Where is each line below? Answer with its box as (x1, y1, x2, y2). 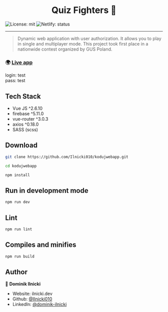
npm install (5, 172, 30, 177)
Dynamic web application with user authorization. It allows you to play (17, 35, 161, 42)
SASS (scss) (12, 127, 38, 133)
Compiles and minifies (5, 240, 76, 249)
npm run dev (5, 200, 30, 205)
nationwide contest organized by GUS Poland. (17, 46, 112, 52)
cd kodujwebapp (5, 163, 37, 168)
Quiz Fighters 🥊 (51, 5, 116, 16)
